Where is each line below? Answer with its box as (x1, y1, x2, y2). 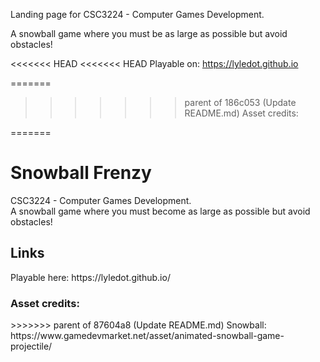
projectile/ (10, 340, 53, 353)
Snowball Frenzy (10, 162, 152, 184)
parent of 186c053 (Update (184, 97, 297, 108)
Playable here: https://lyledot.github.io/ (10, 271, 171, 283)
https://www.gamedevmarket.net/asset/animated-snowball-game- (10, 330, 285, 342)
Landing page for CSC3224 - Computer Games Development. (10, 9, 265, 20)
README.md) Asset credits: (184, 107, 299, 119)
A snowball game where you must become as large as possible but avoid (10, 205, 311, 217)
